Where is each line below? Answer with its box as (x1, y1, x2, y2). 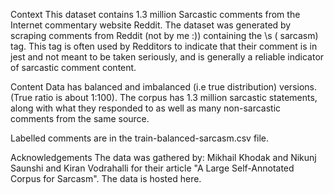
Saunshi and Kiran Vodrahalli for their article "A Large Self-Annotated (10, 162, 295, 174)
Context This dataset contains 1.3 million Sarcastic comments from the (10, 9, 301, 20)
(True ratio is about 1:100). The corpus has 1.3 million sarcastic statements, (10, 92, 318, 103)
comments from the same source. (10, 113, 150, 124)
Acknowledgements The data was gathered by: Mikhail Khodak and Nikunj (10, 152, 317, 163)
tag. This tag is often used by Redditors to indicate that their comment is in (10, 40, 318, 52)
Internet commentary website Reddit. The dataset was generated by (10, 19, 292, 31)
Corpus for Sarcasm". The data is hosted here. (10, 173, 202, 184)
